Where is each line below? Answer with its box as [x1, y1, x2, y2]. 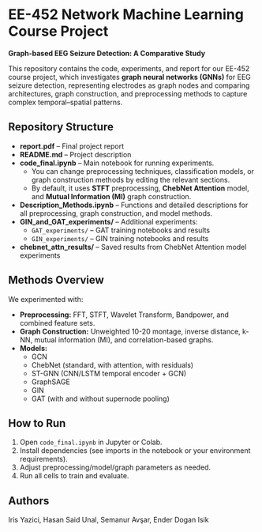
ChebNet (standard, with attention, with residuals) [31, 360, 194, 369]
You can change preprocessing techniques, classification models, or [31, 166, 255, 175]
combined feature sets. [19, 318, 95, 327]
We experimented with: [8, 294, 84, 304]
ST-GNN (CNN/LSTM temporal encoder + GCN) [31, 368, 187, 378]
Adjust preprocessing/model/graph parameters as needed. [19, 462, 211, 472]
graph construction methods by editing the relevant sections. [31, 175, 230, 184]
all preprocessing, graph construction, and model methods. [19, 208, 213, 218]
